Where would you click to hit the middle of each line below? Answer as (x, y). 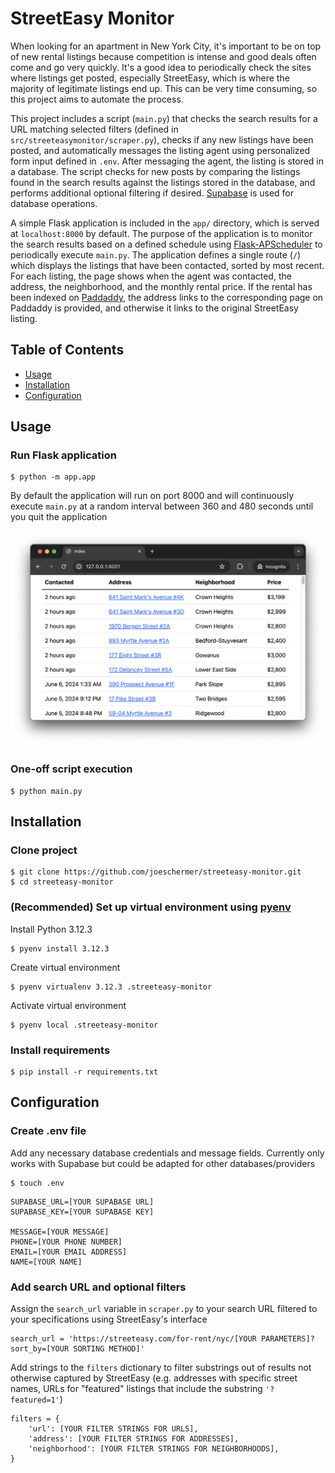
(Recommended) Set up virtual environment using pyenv (151, 907)
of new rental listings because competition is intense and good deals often (163, 56)
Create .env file (48, 1131)
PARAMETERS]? (287, 1339)
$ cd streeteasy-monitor (62, 882)
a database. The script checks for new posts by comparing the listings (155, 171)
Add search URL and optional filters (98, 1287)
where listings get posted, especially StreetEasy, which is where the (150, 78)
